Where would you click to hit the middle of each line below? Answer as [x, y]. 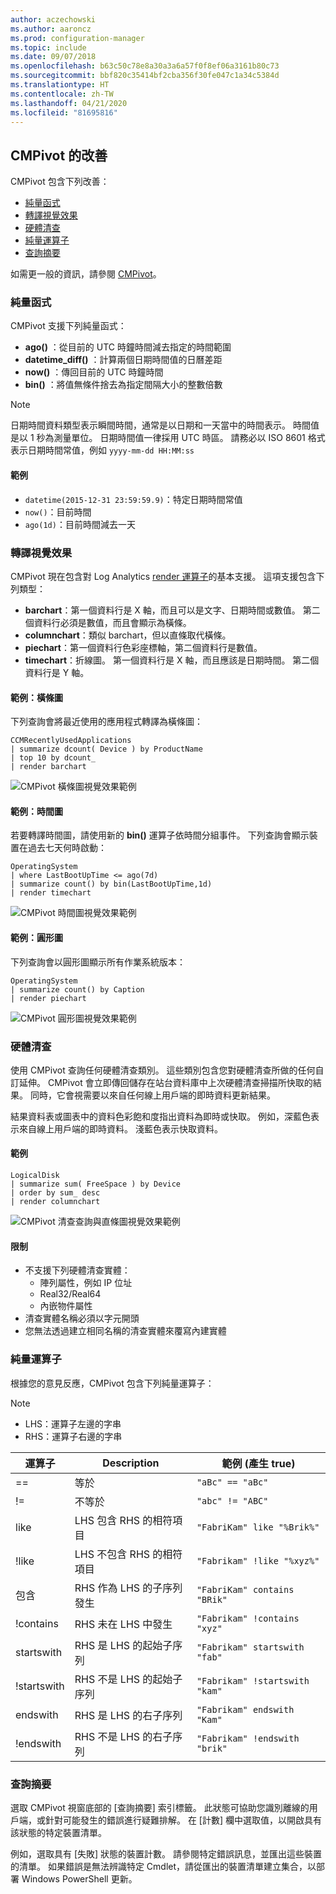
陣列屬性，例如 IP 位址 [86, 1283]
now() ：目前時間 [58, 512]
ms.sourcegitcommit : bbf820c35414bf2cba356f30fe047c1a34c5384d [145, 76]
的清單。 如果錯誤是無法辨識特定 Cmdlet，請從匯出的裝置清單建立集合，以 [163, 1866]
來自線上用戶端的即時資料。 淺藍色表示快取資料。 [120, 1128]
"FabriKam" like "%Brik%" [258, 1527]
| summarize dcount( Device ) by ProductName [106, 749]
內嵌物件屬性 [66, 1306]
